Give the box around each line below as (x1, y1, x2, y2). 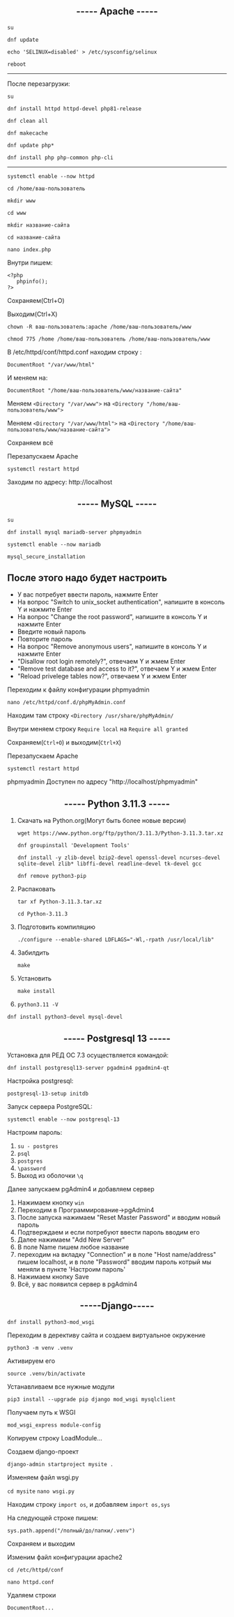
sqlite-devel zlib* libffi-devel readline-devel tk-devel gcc (17, 860, 202, 867)
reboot (7, 61, 26, 68)
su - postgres (17, 1143, 58, 1150)
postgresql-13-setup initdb (7, 1090, 89, 1098)
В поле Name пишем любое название (17, 1243, 130, 1251)
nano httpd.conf (7, 1579, 54, 1586)
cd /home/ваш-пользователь (7, 185, 86, 192)
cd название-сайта (7, 234, 61, 241)
